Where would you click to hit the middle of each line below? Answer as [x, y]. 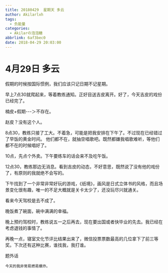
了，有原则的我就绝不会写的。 [36, 173]
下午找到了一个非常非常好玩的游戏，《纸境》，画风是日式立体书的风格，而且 [82, 183]
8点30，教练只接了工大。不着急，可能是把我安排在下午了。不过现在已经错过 [84, 132]
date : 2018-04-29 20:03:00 [33, 43]
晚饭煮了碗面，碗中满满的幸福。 [38, 211]
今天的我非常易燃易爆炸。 [27, 266]
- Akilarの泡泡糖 [26, 33]
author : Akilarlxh [24, 15]
